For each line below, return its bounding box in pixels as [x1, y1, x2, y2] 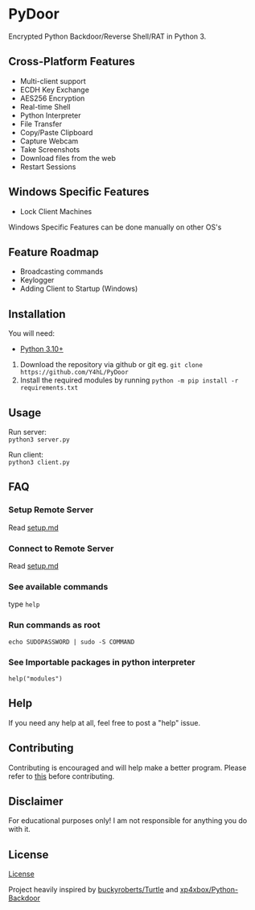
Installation [8, 307, 66, 321]
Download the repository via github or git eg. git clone [19, 360, 204, 370]
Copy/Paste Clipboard [19, 127, 93, 137]
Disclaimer [8, 794, 64, 808]
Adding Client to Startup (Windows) [19, 283, 138, 294]
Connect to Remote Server [8, 543, 114, 554]
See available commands [8, 581, 109, 592]
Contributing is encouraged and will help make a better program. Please [8, 763, 247, 772]
